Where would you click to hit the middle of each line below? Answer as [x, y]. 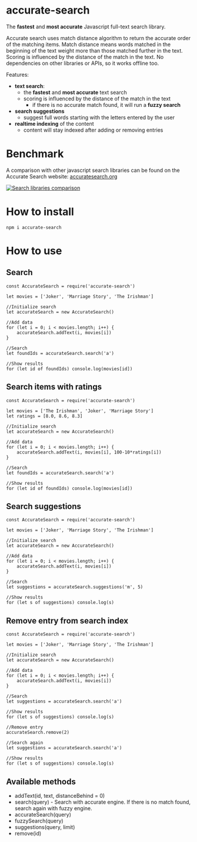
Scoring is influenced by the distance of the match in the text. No [85, 57]
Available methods [41, 781]
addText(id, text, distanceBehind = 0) [60, 796]
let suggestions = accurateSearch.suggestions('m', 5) [75, 587]
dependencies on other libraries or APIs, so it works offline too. [83, 63]
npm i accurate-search [34, 227]
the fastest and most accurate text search [75, 92]
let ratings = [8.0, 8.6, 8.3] [44, 416]
